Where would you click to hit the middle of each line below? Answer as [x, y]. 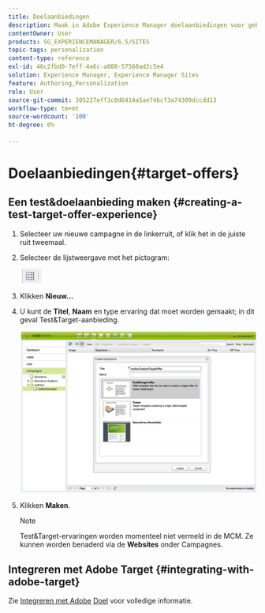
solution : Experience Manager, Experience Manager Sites [104, 75]
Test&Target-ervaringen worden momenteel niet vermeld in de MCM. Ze [136, 536]
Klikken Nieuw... [46, 295]
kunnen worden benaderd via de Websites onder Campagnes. [121, 544]
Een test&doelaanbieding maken [90, 203]
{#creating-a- [207, 203]
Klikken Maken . [45, 506]
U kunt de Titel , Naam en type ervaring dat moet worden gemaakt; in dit [137, 311]
